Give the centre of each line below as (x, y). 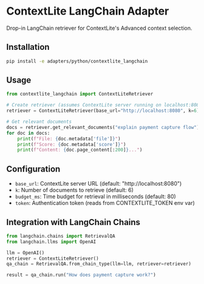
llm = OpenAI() (25, 253)
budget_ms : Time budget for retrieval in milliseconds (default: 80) (95, 196)
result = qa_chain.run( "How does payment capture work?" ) (81, 275)
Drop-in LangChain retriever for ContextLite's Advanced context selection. (99, 28)
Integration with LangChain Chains (73, 222)
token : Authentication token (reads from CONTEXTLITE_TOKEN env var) (105, 203)
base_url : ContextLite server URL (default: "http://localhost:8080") (98, 184)
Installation (28, 47)
